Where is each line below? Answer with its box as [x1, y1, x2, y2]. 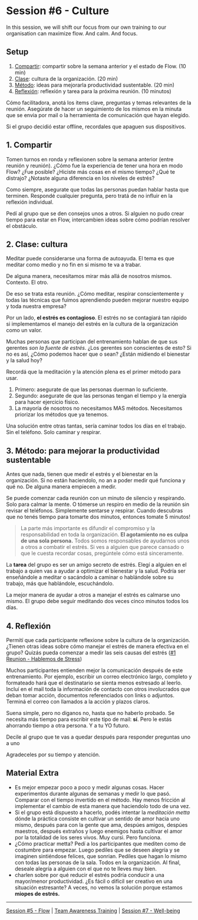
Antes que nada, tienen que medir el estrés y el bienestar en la [6, 471, 158, 478]
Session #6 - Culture [6, 4, 110, 18]
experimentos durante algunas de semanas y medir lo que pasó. [14, 790, 171, 797]
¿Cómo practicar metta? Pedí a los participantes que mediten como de [14, 840, 186, 847]
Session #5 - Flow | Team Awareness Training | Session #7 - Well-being [6, 907, 181, 914]
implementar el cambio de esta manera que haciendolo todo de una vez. [14, 802, 191, 809]
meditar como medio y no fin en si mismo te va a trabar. [6, 261, 141, 269]
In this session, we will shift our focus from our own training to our [6, 24, 167, 31]
